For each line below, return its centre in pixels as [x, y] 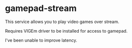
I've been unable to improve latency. [41, 40]
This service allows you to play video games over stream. [62, 22]
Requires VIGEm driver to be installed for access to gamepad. [66, 31]
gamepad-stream [41, 8]
